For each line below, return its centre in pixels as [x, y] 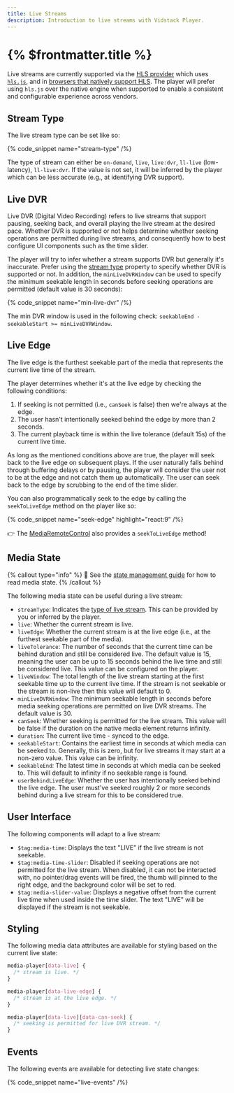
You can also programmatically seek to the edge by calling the [97, 498]
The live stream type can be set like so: [64, 135]
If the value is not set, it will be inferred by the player [147, 170]
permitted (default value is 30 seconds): [65, 289]
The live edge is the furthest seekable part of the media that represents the [115, 362]
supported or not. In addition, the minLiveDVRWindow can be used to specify [114, 274]
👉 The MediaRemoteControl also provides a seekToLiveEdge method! [107, 533]
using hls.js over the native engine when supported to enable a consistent [115, 89]
